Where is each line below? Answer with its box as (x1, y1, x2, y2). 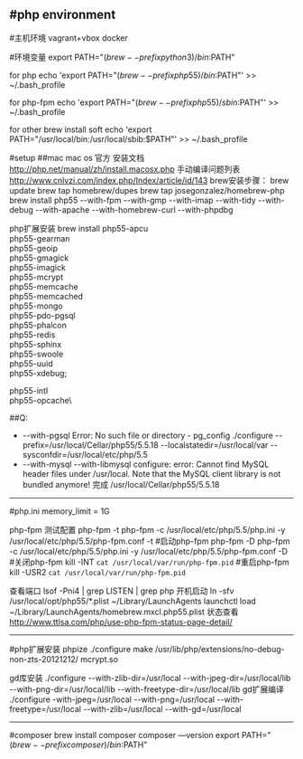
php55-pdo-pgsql (9, 309, 76, 320)
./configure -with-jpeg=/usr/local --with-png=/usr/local (9, 694, 215, 705)
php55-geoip (9, 242, 59, 253)
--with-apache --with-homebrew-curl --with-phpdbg (35, 204, 234, 215)
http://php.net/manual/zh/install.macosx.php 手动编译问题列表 (9, 163, 241, 175)
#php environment (9, 7, 116, 23)
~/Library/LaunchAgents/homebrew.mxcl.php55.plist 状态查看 (9, 606, 239, 617)
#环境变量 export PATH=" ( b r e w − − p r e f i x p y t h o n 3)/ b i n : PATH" (9, 52, 235, 62)
